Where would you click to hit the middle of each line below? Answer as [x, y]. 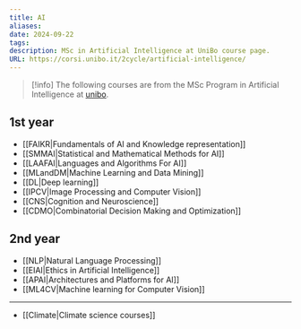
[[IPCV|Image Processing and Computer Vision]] [112, 191]
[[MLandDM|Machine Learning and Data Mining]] [113, 172]
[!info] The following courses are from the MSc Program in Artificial [155, 85]
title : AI [28, 17]
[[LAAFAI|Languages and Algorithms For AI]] [104, 163]
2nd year [35, 239]
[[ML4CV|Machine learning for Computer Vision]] [113, 289]
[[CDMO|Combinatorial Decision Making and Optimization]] [132, 211]
